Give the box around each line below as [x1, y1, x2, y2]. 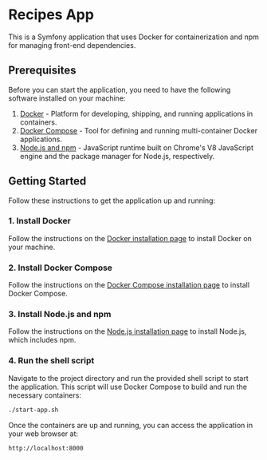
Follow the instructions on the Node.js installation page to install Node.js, [8, 327, 247, 336]
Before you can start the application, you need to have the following [8, 85, 231, 94]
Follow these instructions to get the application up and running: [8, 196, 216, 205]
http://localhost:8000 [8, 444, 84, 452]
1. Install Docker [8, 216, 72, 227]
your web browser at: [8, 429, 78, 438]
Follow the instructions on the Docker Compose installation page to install [8, 280, 249, 290]
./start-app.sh [8, 406, 59, 414]
